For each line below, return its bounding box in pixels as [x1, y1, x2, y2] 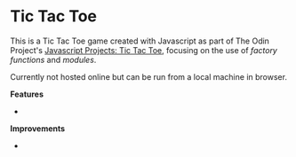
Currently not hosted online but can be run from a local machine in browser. [10, 71, 288, 82]
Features [10, 89, 44, 99]
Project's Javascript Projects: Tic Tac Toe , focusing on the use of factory [10, 44, 278, 55]
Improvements [10, 122, 66, 134]
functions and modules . [10, 54, 97, 65]
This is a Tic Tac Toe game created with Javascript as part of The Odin [10, 35, 270, 46]
